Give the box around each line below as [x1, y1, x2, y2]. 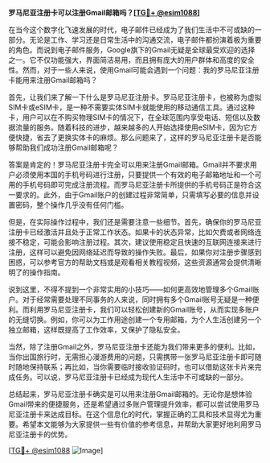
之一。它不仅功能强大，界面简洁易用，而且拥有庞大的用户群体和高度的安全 [8, 56, 255, 64]
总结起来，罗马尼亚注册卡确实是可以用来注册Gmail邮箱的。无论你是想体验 [8, 390, 253, 399]
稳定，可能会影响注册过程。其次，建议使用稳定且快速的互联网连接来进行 [22, 238, 262, 246]
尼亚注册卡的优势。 [8, 430, 72, 439]
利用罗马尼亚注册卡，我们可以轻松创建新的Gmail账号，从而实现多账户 [29, 305, 260, 314]
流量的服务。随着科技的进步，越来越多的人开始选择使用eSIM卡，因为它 [14, 122, 251, 132]
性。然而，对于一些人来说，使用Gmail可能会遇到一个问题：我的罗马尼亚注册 [8, 65, 260, 75]
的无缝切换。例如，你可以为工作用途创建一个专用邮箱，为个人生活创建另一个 [8, 315, 262, 325]
